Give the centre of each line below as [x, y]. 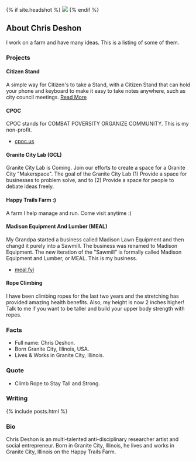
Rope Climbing [24, 283]
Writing [17, 398]
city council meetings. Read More [47, 97]
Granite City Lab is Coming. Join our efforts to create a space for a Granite [96, 168]
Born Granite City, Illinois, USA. [52, 349]
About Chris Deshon [44, 28]
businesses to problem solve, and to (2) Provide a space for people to [90, 180]
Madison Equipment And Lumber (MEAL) [57, 227]
